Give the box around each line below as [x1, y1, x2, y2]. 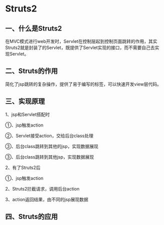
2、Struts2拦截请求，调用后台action [5, 185, 80, 191]
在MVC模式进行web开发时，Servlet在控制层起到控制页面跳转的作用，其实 [5, 38, 157, 44]
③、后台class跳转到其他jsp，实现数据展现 [5, 153, 94, 160]
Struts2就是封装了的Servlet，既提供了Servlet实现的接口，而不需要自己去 [5, 44, 155, 50]
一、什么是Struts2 [5, 24, 62, 32]
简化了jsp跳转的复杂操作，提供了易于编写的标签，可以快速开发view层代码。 [5, 81, 161, 87]
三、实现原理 [5, 97, 45, 105]
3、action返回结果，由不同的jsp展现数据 [5, 196, 89, 202]
